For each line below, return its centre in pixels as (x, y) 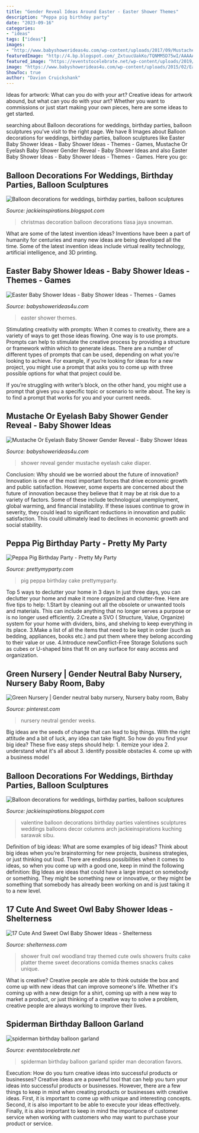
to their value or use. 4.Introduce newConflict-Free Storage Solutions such (97, 643)
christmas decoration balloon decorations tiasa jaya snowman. (97, 222)
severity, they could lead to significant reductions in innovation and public (96, 512)
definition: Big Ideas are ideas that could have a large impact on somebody (97, 872)
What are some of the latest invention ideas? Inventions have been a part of (98, 233)
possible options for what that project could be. (64, 373)
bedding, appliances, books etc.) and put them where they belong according (99, 637)
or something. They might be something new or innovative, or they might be (99, 878)
